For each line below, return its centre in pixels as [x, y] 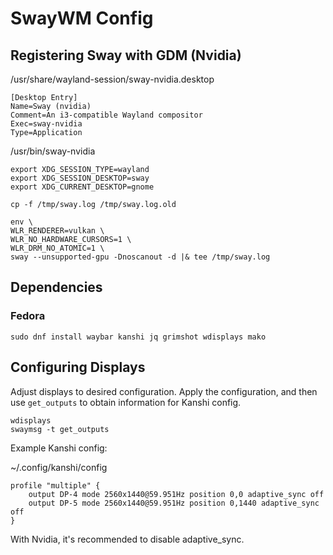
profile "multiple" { [55, 485]
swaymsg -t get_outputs [60, 429]
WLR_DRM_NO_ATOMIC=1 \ [57, 248]
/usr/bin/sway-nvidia [53, 151]
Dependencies [56, 287]
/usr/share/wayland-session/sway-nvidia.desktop [112, 79]
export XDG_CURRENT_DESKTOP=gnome [82, 187]
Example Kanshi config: [59, 448]
